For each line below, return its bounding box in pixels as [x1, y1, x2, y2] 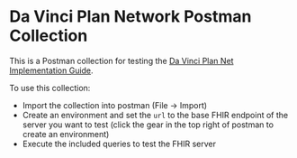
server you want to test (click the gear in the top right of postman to [22, 119, 274, 130]
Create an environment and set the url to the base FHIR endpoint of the [22, 109, 289, 120]
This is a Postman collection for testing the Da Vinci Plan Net [9, 55, 234, 66]
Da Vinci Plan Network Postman [9, 6, 252, 27]
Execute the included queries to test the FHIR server [22, 138, 217, 149]
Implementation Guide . [9, 65, 94, 76]
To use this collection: [9, 82, 91, 93]
